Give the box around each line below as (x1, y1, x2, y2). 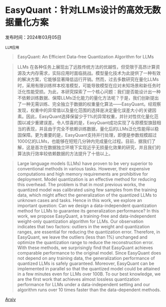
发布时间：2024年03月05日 (5, 34, 62, 40)
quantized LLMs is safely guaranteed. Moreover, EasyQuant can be (17, 260, 155, 266)
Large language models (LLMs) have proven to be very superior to (17, 160, 153, 166)
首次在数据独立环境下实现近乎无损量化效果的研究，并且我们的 (34, 144, 161, 150)
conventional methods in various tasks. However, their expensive (17, 165, 150, 171)
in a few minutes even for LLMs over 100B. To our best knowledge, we (17, 271, 161, 277)
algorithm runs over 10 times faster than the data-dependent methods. (17, 287, 161, 293)
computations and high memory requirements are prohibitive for (17, 171, 149, 177)
